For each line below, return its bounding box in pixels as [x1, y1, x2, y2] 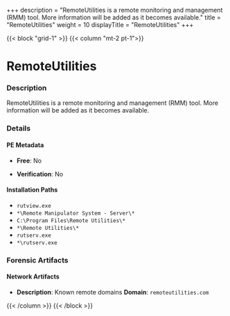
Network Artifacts [6, 272, 60, 281]
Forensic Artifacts [6, 255, 69, 265]
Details [6, 124, 31, 133]
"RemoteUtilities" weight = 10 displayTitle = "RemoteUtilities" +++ [6, 21, 194, 28]
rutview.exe [16, 202, 51, 209]
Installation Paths [6, 185, 58, 194]
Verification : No [16, 169, 64, 178]
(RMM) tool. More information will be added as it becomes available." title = [6, 13, 221, 22]
